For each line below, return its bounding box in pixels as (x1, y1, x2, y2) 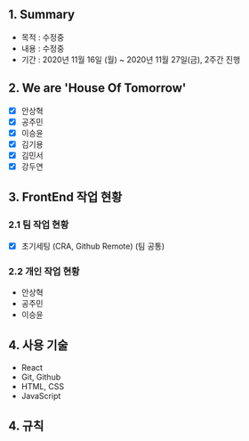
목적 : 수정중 (20, 31, 65, 43)
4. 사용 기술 (8, 338, 68, 353)
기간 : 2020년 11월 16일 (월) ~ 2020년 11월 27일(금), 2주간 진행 (20, 53, 241, 65)
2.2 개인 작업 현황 (8, 265, 80, 277)
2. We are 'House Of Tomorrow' (8, 80, 187, 96)
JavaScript (20, 390, 61, 401)
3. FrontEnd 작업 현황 (8, 190, 123, 205)
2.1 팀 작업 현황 (8, 218, 69, 231)
